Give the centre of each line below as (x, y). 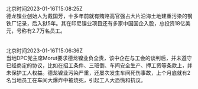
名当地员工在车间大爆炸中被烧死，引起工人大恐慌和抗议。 (76, 80)
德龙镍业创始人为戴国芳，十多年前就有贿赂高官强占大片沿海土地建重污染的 (97, 16)
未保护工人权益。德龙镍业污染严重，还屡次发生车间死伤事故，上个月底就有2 (98, 73)
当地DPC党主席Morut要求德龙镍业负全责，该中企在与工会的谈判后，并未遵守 (99, 58)
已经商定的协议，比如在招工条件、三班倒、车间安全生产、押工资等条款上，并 (99, 65)
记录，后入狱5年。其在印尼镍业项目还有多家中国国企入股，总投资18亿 (101, 23)
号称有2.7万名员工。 (41, 31)
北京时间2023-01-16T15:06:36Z (45, 51)
